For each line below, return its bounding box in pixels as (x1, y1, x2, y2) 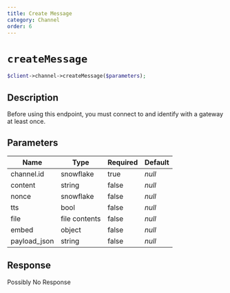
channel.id (10, 169, 45, 179)
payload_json (10, 236, 54, 246)
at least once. (7, 118, 46, 125)
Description (7, 91, 59, 103)
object (61, 225, 81, 235)
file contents (61, 214, 101, 224)
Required (107, 158, 138, 167)
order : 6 (7, 23, 32, 30)
